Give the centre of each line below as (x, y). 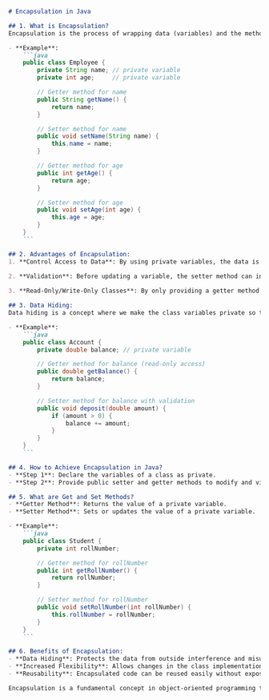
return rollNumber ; (83, 578)
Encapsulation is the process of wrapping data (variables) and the (125, 33)
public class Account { (62, 342)
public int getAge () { (75, 173)
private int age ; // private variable (109, 78)
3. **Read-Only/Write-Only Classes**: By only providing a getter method (134, 291)
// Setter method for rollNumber (93, 600)
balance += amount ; (98, 423)
